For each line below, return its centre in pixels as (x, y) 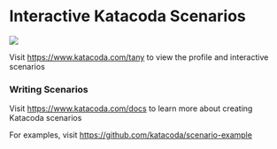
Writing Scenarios (49, 89)
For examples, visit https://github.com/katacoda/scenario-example (131, 135)
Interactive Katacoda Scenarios (127, 16)
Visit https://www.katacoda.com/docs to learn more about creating (131, 108)
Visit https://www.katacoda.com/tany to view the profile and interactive (139, 57)
